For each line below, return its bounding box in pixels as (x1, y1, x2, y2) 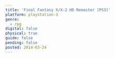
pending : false (5, 40, 38, 45)
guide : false (5, 36, 33, 41)
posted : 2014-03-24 (5, 45, 47, 50)
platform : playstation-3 (5, 12, 58, 17)
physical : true (5, 31, 38, 36)
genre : (5, 17, 19, 22)
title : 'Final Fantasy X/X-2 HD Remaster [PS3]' (5, 7, 111, 13)
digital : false (5, 26, 38, 31)
